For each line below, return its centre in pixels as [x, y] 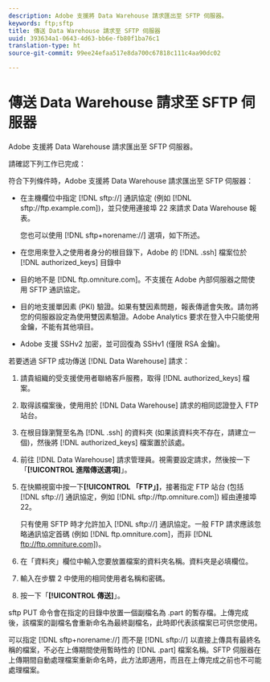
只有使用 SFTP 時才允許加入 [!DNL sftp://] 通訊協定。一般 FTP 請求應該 [137, 523]
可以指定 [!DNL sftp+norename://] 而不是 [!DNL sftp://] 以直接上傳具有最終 [131, 639]
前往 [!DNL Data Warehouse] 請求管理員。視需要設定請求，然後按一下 [135, 459]
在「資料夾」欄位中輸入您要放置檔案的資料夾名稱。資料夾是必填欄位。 [136, 561]
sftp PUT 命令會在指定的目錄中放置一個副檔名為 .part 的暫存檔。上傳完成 [129, 612]
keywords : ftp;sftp [41, 23]
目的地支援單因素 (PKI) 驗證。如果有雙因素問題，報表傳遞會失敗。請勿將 [139, 306]
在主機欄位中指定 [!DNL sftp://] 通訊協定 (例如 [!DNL [106, 197]
